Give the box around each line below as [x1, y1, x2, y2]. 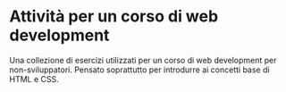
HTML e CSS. [9, 73, 60, 84]
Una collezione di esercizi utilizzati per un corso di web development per [9, 54, 277, 65]
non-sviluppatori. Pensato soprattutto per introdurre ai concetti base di [9, 64, 270, 75]
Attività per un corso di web [9, 6, 219, 27]
